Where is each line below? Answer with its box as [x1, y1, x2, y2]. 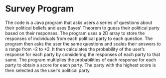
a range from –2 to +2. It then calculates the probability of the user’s [5, 46, 145, 52]
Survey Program [5, 3, 74, 14]
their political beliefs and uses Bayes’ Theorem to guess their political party [5, 24, 160, 30]
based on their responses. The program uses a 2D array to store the [5, 30, 145, 36]
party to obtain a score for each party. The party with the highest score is [5, 62, 156, 68]
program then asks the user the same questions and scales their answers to [5, 40, 161, 46]
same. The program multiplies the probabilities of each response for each [5, 56, 156, 62]
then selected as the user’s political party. [5, 67, 91, 73]
